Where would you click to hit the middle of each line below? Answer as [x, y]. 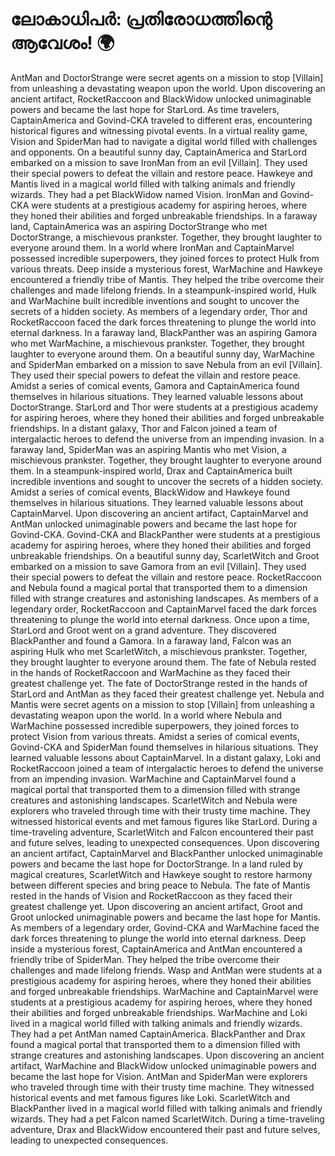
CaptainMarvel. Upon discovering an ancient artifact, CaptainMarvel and [159, 513]
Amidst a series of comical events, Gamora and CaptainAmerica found [155, 385]
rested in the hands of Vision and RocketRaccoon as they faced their [151, 895]
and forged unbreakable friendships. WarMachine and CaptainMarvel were [164, 991]
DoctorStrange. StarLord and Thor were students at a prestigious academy [164, 407]
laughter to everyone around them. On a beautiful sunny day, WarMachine [162, 354]
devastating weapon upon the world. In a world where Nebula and [146, 715]
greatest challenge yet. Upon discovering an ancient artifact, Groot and [156, 906]
